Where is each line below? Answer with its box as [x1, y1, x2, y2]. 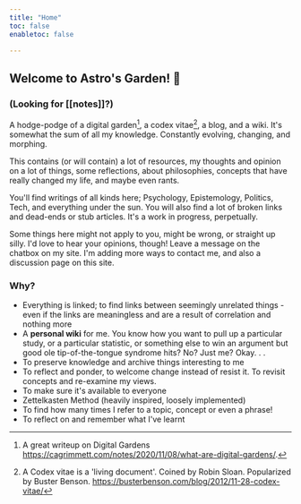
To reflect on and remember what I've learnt [21, 414, 185, 425]
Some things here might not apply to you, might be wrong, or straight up [9, 228, 276, 239]
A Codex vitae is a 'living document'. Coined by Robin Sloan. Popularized [21, 466, 291, 477]
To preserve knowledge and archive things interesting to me [21, 357, 245, 368]
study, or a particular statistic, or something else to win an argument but [21, 337, 288, 349]
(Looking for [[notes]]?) [9, 98, 114, 110]
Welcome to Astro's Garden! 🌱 [9, 71, 181, 86]
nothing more [21, 319, 73, 329]
